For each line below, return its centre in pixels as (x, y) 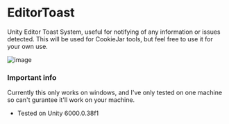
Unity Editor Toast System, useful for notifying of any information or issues (114, 32)
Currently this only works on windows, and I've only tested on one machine (115, 93)
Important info (32, 77)
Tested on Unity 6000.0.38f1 (58, 113)
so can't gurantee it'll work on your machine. (71, 100)
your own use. (28, 46)
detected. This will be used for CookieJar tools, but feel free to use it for (110, 39)
